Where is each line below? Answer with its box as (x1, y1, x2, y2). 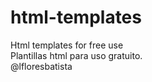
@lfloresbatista (10, 60, 73, 72)
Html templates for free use (10, 39, 124, 51)
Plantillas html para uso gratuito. (10, 49, 143, 61)
